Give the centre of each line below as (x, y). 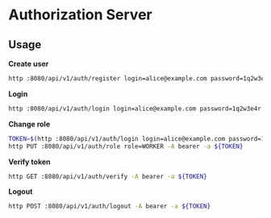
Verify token (29, 162)
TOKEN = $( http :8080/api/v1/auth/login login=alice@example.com (117, 138)
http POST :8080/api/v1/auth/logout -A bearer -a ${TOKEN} (110, 207)
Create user (29, 64)
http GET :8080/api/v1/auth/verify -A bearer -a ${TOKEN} (108, 176)
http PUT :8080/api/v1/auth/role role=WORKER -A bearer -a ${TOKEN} (126, 146)
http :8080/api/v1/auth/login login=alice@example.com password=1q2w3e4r (135, 109)
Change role (29, 124)
